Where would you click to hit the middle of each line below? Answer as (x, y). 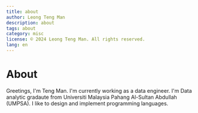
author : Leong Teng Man (36, 17)
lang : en (17, 45)
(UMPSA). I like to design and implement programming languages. (87, 103)
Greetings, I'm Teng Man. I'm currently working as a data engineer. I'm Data (99, 90)
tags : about (21, 28)
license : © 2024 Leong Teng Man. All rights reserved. (76, 39)
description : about (30, 23)
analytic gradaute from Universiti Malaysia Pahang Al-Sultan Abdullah (92, 97)
